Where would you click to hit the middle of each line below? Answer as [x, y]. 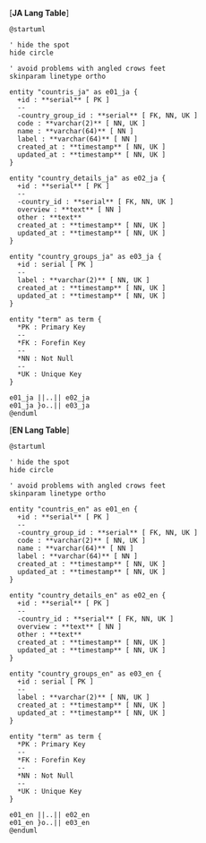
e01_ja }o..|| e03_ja [50, 406]
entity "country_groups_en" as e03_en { [86, 674]
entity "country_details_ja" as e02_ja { [88, 178]
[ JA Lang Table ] [39, 13]
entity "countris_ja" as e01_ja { [74, 92]
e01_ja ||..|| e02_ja [50, 398]
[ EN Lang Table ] [39, 430]
